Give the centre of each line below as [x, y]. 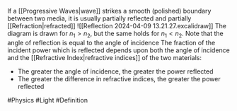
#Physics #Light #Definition [48, 100]
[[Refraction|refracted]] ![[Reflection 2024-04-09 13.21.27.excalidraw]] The [117, 26]
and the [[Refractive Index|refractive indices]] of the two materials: [105, 57]
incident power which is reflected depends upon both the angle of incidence [118, 50]
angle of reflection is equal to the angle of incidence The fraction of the [111, 42]
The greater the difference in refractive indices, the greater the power [119, 78]
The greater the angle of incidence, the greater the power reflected [115, 71]
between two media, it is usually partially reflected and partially [99, 18]
